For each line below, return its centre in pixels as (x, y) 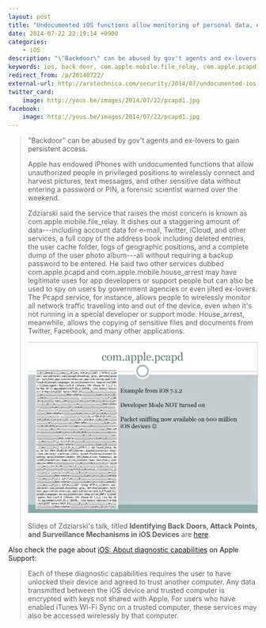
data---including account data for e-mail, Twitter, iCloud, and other (137, 230)
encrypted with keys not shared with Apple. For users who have (131, 599)
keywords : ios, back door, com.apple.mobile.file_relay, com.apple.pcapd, (134, 67)
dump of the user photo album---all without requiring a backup (130, 255)
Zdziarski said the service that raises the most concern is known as (137, 213)
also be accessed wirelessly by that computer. (103, 615)
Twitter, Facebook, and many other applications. (106, 331)
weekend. (44, 198)
